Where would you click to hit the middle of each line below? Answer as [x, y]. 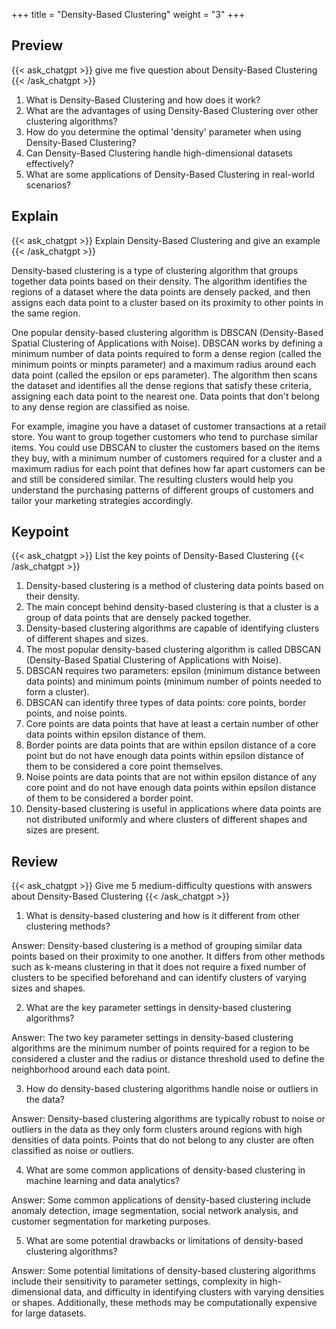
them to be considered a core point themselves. [124, 766]
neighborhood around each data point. [91, 1070]
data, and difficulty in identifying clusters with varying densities [194, 1292]
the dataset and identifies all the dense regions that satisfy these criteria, [161, 385]
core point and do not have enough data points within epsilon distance [171, 788]
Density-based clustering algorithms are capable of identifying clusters [172, 628]
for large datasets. [49, 1313]
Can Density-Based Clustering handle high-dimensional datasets [159, 153]
